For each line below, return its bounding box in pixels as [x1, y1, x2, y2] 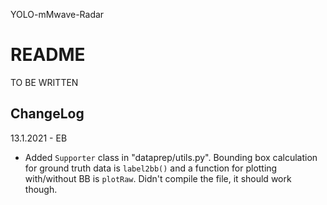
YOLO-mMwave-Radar [10, 9, 105, 20]
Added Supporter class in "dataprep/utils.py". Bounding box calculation [24, 151, 318, 163]
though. [24, 183, 58, 195]
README [10, 44, 86, 66]
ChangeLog [10, 105, 85, 123]
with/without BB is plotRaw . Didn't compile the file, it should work [24, 172, 292, 184]
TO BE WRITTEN [10, 76, 79, 88]
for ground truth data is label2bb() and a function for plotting [24, 162, 278, 174]
